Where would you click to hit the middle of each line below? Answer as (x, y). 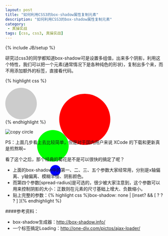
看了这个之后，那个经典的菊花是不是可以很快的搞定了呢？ (65, 159)
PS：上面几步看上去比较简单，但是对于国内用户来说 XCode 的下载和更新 (80, 142)
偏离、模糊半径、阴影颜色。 (57, 176)
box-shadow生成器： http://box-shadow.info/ (59, 222)
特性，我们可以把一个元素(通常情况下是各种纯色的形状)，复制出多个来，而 (86, 64)
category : (16, 24)
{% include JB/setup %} (30, 48)
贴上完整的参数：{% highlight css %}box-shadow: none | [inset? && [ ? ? (88, 195)
